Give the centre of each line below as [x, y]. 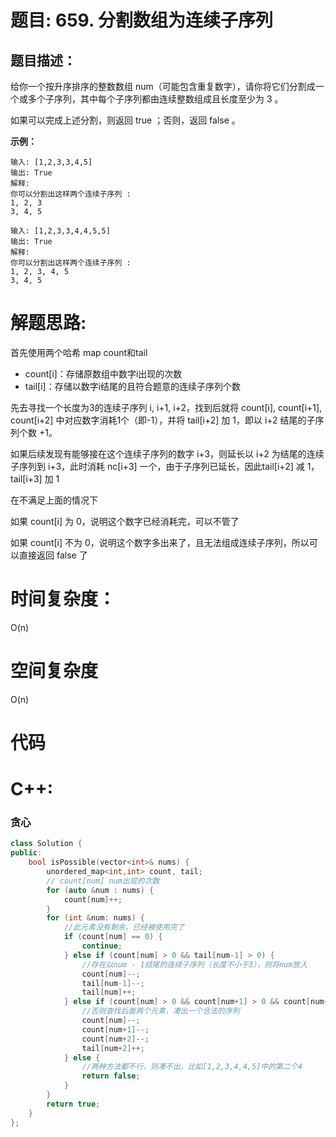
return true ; [73, 1104]
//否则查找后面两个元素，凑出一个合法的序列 [160, 1011]
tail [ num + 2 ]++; [113, 1048]
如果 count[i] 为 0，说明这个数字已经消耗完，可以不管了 [125, 521]
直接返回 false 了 [53, 555]
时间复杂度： [63, 599]
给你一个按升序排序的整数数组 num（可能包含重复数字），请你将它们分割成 [163, 86]
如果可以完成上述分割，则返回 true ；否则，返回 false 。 [125, 120]
